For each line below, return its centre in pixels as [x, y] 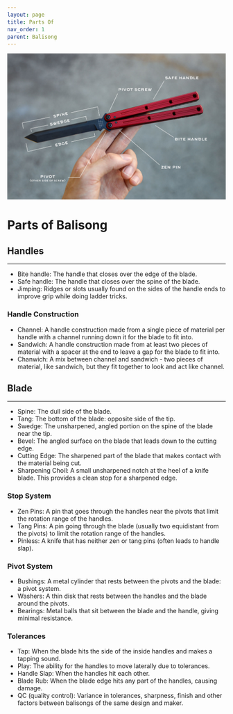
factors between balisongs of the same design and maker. [100, 703]
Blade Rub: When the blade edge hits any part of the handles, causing [117, 681]
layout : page [26, 15]
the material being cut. [49, 463]
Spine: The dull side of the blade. [64, 412]
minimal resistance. [45, 618]
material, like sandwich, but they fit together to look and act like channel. [121, 366]
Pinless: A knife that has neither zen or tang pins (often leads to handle [118, 541]
